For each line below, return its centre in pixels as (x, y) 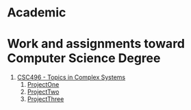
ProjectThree (46, 99)
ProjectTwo (43, 92)
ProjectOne (43, 85)
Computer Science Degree (84, 58)
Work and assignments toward (96, 44)
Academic (37, 13)
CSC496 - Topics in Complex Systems (71, 77)
